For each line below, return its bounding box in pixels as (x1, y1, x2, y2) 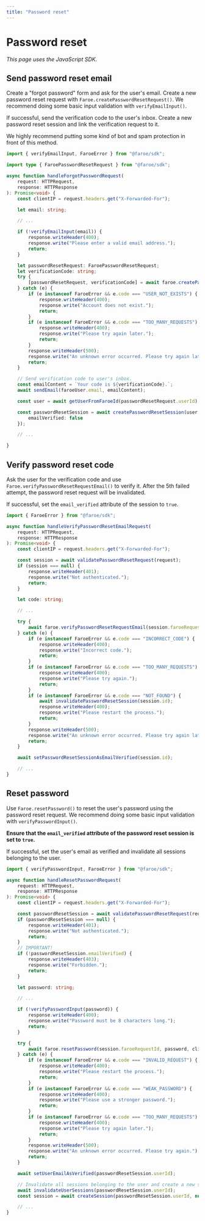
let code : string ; (17, 596, 64, 603)
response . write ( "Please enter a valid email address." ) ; (28, 240, 176, 246)
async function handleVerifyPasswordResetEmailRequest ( (6, 523, 151, 529)
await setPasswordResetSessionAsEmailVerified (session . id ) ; (17, 755, 173, 761)
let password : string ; (17, 985, 75, 991)
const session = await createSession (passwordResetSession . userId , (17, 1193, 192, 1199)
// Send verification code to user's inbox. (17, 376, 132, 382)
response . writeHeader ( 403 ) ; (28, 956, 99, 963)
